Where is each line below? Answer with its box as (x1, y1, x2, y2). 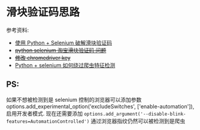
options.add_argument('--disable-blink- (83, 111, 186, 117)
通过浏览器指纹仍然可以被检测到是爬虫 (90, 117, 186, 125)
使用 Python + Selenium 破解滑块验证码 (14, 39, 113, 46)
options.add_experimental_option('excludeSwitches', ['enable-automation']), (6, 102, 195, 110)
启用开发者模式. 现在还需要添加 (6, 110, 83, 117)
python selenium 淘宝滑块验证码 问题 (14, 46, 107, 54)
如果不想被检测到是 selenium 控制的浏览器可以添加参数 (6, 96, 142, 103)
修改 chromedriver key (14, 54, 71, 61)
